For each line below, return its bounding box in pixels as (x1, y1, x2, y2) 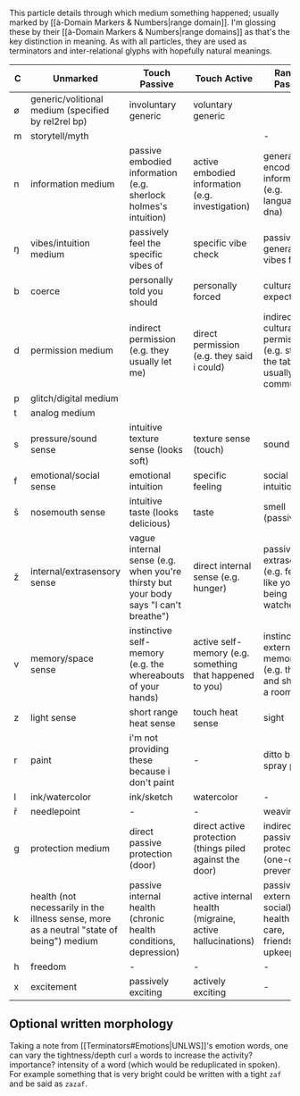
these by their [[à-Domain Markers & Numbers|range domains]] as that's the (9, 27, 290, 37)
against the (193, 853, 240, 866)
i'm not (129, 732, 159, 744)
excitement (30, 981, 78, 992)
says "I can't (129, 598, 181, 611)
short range (129, 706, 179, 718)
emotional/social (30, 469, 100, 481)
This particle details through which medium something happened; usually (9, 8, 279, 18)
